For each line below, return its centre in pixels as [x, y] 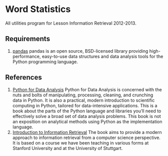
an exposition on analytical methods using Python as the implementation [87, 121]
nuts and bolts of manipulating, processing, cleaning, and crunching [83, 95]
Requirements [28, 39]
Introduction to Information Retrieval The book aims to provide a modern [87, 132]
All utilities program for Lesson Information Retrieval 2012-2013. [71, 23]
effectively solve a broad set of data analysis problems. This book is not [87, 116]
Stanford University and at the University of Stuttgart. [67, 148]
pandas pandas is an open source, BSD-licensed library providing [80, 51]
